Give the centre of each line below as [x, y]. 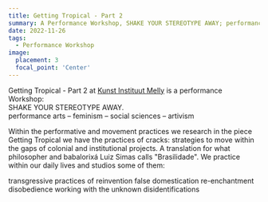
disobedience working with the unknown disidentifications [104, 189]
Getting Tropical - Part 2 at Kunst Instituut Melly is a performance [115, 90]
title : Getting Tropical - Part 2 [66, 16]
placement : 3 [37, 61]
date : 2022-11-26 [37, 30]
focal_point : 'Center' [53, 68]
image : [19, 53]
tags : [17, 38]
